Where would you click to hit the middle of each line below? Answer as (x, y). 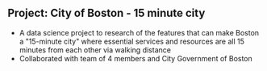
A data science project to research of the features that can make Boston (139, 32)
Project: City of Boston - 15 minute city (106, 13)
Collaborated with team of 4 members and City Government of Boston (136, 58)
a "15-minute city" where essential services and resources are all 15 (132, 41)
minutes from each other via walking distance (95, 50)
